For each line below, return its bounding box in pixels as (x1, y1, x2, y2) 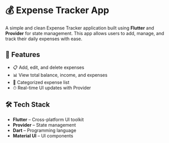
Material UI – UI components (12, 132, 74, 138)
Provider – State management (12, 122, 76, 128)
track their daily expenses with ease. (5, 36, 83, 42)
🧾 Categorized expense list (12, 79, 70, 85)
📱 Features (5, 50, 40, 59)
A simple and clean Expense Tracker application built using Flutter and (5, 24, 154, 31)
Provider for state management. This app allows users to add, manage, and (5, 30, 164, 36)
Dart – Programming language (12, 127, 77, 133)
